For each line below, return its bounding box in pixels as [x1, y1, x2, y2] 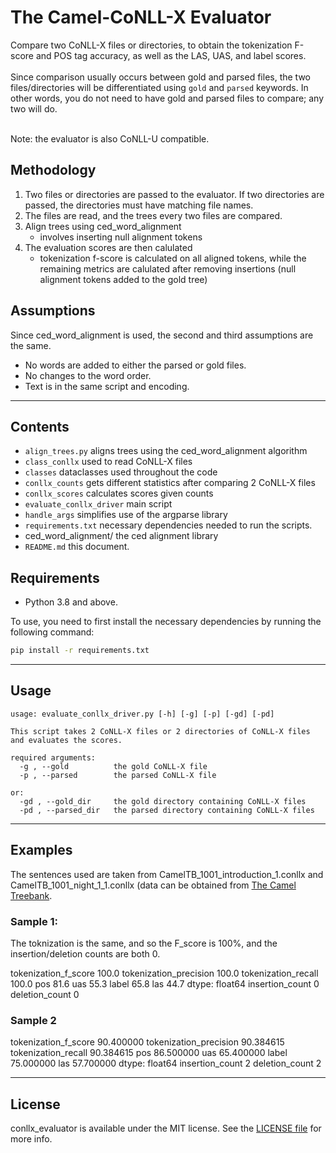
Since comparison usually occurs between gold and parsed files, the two [10, 71, 311, 83]
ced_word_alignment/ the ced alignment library [24, 530, 219, 542]
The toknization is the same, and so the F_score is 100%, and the [10, 937, 278, 949]
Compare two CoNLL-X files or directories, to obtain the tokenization [10, 39, 293, 51]
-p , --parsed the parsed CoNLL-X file [19, 770, 217, 780]
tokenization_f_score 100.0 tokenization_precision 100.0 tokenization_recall [10, 967, 319, 979]
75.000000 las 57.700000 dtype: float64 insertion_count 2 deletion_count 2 [10, 1057, 322, 1070]
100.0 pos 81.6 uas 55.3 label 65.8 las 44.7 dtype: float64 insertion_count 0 [10, 977, 320, 990]
